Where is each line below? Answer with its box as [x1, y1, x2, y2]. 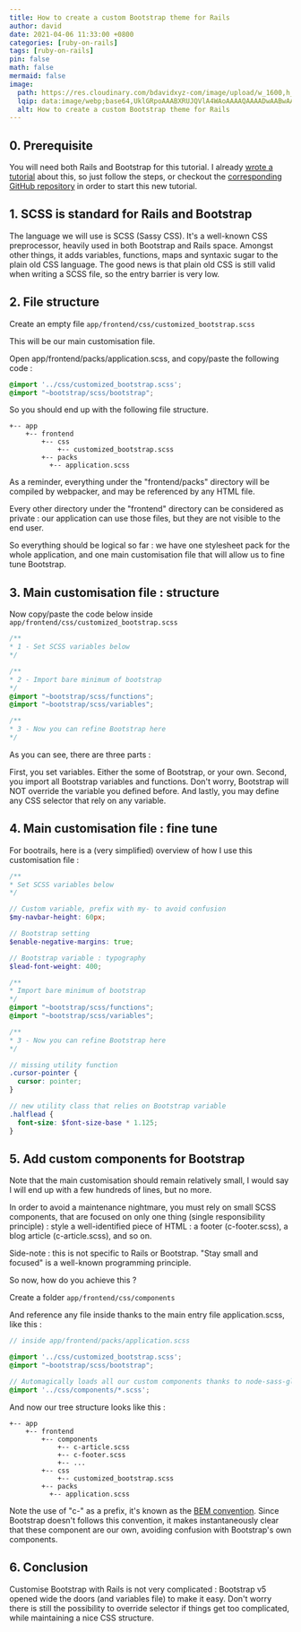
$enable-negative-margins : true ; [9, 937, 134, 946]
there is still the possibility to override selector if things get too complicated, [9, 1602, 289, 1613]
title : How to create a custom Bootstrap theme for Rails [9, 13, 230, 22]
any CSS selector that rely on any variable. [9, 795, 167, 806]
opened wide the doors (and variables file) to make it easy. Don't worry [9, 1593, 272, 1604]
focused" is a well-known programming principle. [9, 1257, 192, 1268]
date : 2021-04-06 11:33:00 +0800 [9, 30, 134, 39]
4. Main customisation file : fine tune [9, 821, 218, 836]
